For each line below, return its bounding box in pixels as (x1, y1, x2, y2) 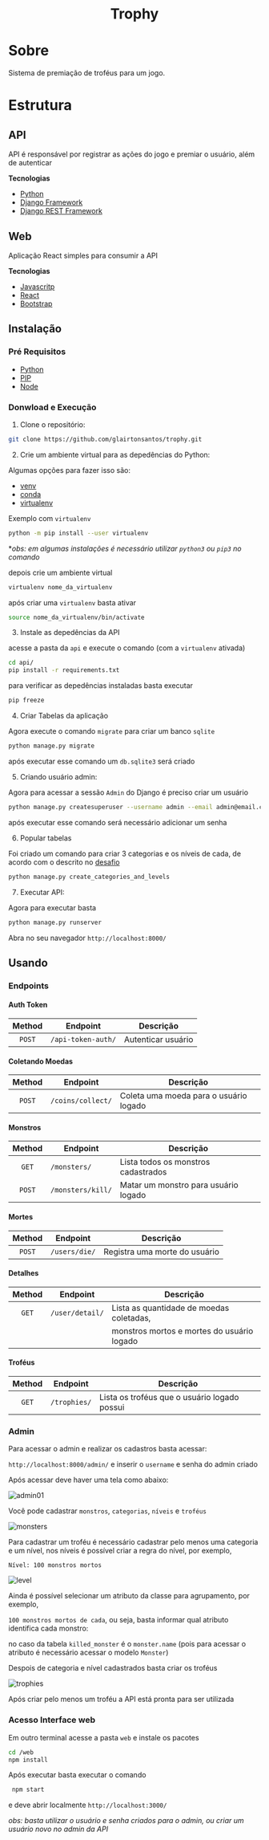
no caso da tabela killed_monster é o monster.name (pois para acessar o (8, 1639, 247, 1649)
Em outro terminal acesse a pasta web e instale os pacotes (8, 1732, 199, 1742)
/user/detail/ (50, 1308, 104, 1317)
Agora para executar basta (8, 902, 97, 912)
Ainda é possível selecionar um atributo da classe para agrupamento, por (8, 1591, 251, 1601)
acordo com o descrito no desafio (8, 857, 120, 867)
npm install (8, 1756, 48, 1764)
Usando (8, 956, 48, 970)
